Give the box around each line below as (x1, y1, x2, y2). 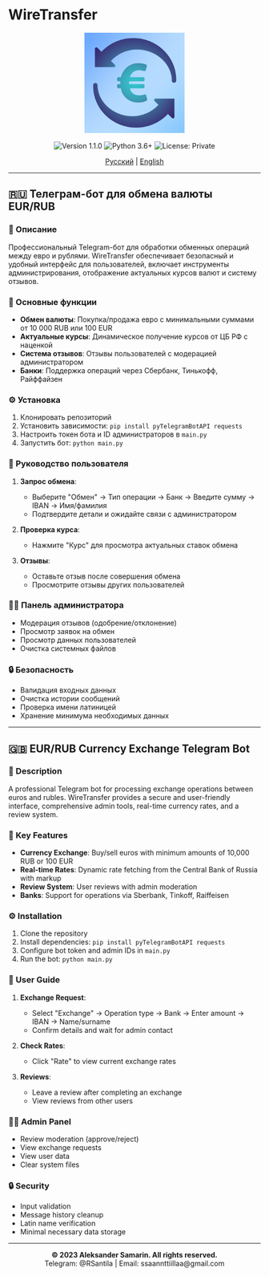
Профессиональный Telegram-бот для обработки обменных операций (8, 242, 250, 252)
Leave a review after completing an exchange (31, 1087, 183, 1097)
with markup (19, 873, 62, 884)
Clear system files (19, 1160, 80, 1169)
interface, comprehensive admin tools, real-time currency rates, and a (8, 801, 239, 811)
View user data (19, 1151, 70, 1160)
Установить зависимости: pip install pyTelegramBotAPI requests (19, 421, 243, 431)
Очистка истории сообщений (19, 694, 120, 704)
